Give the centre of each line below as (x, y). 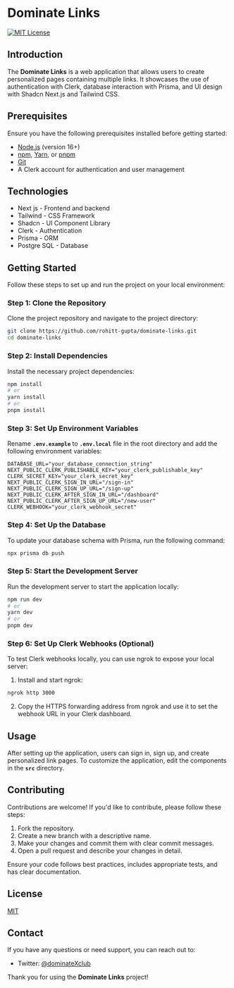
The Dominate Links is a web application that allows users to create (106, 71)
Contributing (36, 790)
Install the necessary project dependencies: (71, 371)
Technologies (38, 191)
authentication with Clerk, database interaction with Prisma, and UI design (115, 87)
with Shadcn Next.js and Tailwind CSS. (63, 94)
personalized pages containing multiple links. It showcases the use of (108, 79)
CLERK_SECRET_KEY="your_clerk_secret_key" (70, 477)
